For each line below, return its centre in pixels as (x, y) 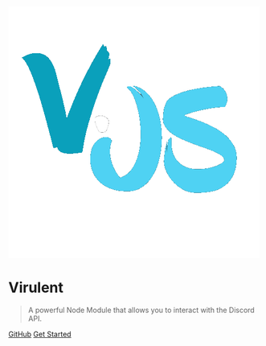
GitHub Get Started (40, 334)
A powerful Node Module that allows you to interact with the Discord (141, 310)
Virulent (36, 288)
